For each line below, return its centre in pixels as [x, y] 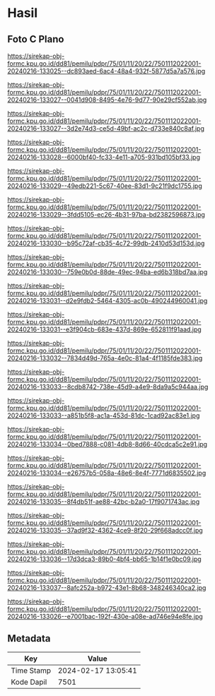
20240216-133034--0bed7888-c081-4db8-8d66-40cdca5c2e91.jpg [107, 444]
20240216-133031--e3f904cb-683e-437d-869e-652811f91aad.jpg [104, 329]
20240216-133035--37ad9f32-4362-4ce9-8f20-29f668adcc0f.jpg [105, 530]
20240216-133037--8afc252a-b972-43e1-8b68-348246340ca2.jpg [107, 588]
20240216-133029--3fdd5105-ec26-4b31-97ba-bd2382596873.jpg [106, 214]
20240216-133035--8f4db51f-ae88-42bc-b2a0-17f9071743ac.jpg [104, 502]
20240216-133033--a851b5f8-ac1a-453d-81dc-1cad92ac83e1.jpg [104, 415]
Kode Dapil [29, 682]
